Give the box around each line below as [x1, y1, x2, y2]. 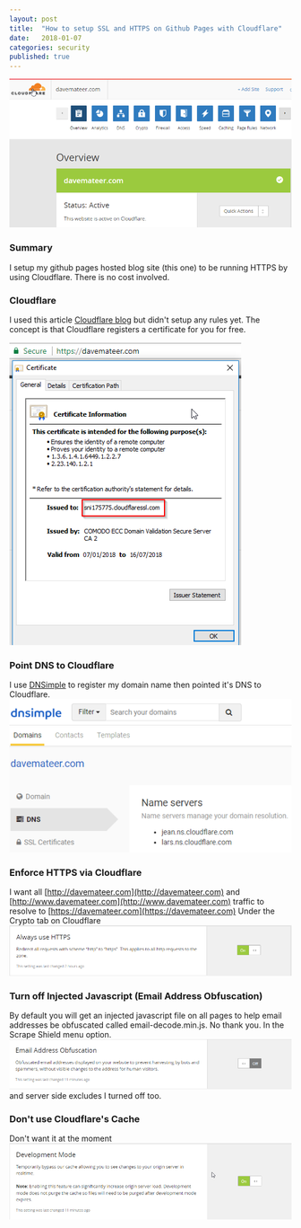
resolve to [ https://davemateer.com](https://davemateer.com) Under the [9, 906, 275, 916]
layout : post [9, 14, 58, 23]
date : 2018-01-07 [9, 33, 82, 42]
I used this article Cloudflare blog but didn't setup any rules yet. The [9, 314, 261, 325]
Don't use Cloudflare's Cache [9, 1112, 141, 1125]
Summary [9, 242, 54, 254]
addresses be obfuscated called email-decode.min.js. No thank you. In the [9, 1020, 285, 1030]
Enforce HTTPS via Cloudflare [9, 867, 142, 879]
